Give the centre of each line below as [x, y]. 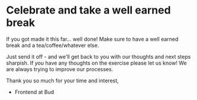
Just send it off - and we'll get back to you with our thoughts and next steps [98, 56]
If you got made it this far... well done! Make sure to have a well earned [92, 39]
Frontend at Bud [34, 92]
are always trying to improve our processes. [60, 69]
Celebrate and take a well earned [88, 10]
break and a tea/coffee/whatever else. [53, 45]
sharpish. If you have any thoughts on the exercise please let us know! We [97, 63]
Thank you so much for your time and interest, [63, 81]
